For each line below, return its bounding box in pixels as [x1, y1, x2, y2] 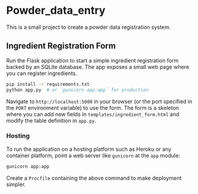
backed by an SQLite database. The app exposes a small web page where [6, 63, 190, 70]
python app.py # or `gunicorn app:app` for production [6, 86, 149, 93]
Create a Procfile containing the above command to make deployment [6, 174, 182, 181]
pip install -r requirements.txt [6, 81, 90, 87]
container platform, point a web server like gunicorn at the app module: [6, 151, 181, 159]
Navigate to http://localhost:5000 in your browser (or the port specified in [6, 97, 193, 105]
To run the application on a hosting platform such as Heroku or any [6, 145, 172, 153]
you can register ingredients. [6, 70, 77, 77]
